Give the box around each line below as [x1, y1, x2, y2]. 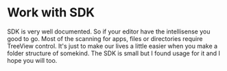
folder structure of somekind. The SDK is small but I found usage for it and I [7, 49, 221, 57]
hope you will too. [7, 56, 58, 64]
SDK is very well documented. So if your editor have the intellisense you [7, 27, 211, 35]
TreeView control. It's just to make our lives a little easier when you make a [7, 42, 218, 50]
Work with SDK [7, 5, 95, 20]
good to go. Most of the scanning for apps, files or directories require [7, 34, 203, 42]
